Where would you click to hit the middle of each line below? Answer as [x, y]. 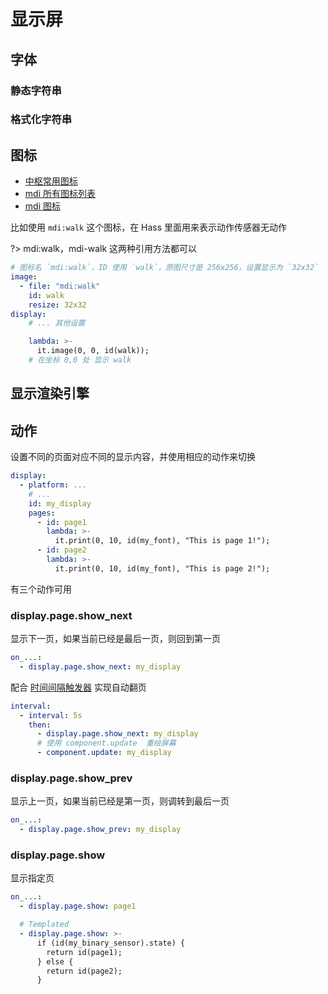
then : [40, 725]
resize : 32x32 [57, 305]
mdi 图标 [42, 206]
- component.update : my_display [104, 753]
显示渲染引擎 [50, 393]
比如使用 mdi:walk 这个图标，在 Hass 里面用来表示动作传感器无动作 [149, 227]
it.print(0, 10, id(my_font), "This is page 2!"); [162, 568]
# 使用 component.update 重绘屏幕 [106, 743]
